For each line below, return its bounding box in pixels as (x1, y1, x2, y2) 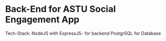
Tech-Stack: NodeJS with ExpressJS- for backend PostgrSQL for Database (5, 30, 161, 36)
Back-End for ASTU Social (5, 3, 116, 15)
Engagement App (5, 14, 79, 25)
